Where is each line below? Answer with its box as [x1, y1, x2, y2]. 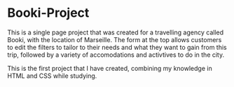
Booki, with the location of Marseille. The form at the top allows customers [7, 35, 222, 43]
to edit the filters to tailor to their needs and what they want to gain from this [7, 43, 227, 51]
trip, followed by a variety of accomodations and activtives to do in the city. [7, 51, 225, 59]
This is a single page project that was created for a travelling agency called [7, 28, 224, 36]
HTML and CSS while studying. [7, 72, 97, 80]
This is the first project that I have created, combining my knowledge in [7, 64, 212, 72]
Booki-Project [7, 5, 90, 21]
